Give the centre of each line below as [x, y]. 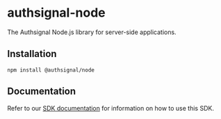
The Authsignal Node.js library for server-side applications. [92, 32]
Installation [32, 54]
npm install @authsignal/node [51, 70]
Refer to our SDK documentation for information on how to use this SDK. [110, 108]
